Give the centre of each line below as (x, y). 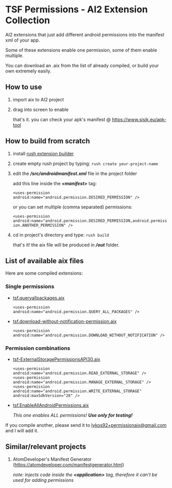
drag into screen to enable (41, 110)
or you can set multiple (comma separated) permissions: (72, 207)
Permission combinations (38, 348)
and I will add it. (22, 430)
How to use (24, 87)
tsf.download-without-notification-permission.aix (65, 321)
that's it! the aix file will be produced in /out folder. (66, 245)
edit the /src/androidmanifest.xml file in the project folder (75, 173)
